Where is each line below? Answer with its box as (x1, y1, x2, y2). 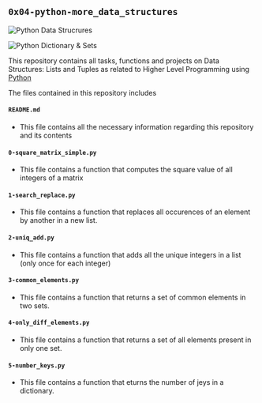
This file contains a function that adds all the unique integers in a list (19, 250, 241, 259)
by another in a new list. (19, 216, 98, 225)
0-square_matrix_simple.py (8, 149, 97, 156)
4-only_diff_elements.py (8, 319, 90, 327)
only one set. (19, 344, 62, 353)
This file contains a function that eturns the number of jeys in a (19, 378, 224, 387)
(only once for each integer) (19, 258, 111, 268)
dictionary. (19, 386, 55, 396)
